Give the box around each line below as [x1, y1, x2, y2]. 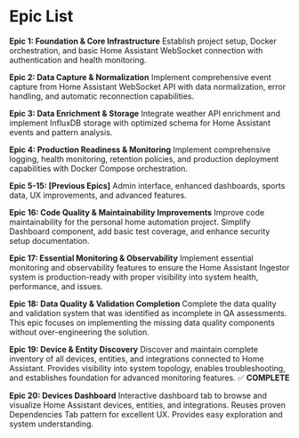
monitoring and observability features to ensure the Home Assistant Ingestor [9, 262, 290, 272]
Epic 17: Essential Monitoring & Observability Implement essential [9, 252, 254, 264]
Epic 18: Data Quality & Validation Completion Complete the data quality [9, 298, 278, 309]
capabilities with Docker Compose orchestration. [9, 163, 189, 174]
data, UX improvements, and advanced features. [9, 190, 187, 200]
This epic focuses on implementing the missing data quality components [9, 317, 276, 328]
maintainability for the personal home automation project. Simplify [9, 216, 251, 227]
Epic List [9, 6, 74, 27]
